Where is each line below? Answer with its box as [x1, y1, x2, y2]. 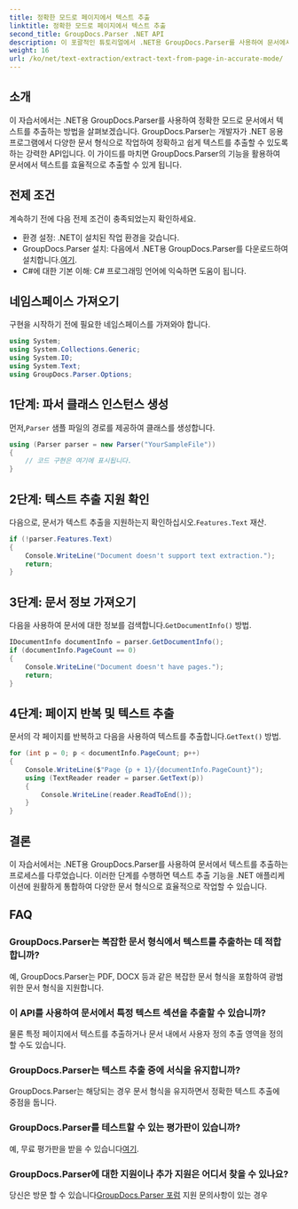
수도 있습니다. [18, 1039, 67, 1050]
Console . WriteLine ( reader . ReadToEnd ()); [41, 790, 192, 799]
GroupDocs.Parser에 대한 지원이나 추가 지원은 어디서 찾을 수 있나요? [9, 1167, 289, 1180]
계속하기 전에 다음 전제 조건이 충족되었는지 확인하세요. [9, 213, 197, 223]
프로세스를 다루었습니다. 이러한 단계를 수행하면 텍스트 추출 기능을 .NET [9, 870, 255, 881]
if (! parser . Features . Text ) [9, 535, 114, 544]
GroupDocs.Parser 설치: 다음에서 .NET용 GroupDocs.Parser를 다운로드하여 [21, 243, 288, 254]
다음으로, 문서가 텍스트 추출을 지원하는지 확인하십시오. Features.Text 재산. [9, 517, 267, 528]
